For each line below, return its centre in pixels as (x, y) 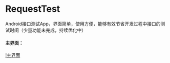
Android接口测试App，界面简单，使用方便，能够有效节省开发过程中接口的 (83, 24)
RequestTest (33, 9)
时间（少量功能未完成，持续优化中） (48, 30)
